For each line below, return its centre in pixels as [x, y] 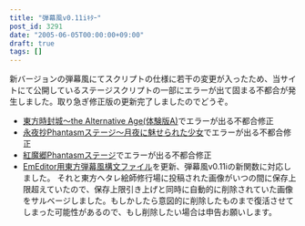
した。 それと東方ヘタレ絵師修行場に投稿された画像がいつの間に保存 [159, 178]
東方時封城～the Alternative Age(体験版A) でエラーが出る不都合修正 [148, 121]
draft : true [32, 43]
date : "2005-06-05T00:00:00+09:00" [77, 35]
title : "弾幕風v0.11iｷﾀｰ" [56, 18]
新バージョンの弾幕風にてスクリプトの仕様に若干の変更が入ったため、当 [145, 79]
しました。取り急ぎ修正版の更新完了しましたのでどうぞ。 [125, 102]
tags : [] [26, 52]
